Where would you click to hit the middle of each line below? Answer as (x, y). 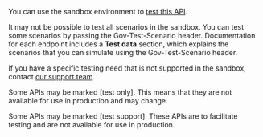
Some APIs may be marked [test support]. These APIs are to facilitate (123, 116)
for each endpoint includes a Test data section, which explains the (119, 44)
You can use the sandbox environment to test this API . (98, 12)
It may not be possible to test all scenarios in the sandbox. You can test (126, 27)
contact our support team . (51, 77)
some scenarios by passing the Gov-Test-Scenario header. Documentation (132, 36)
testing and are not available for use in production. (92, 125)
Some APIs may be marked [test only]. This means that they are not (120, 92)
